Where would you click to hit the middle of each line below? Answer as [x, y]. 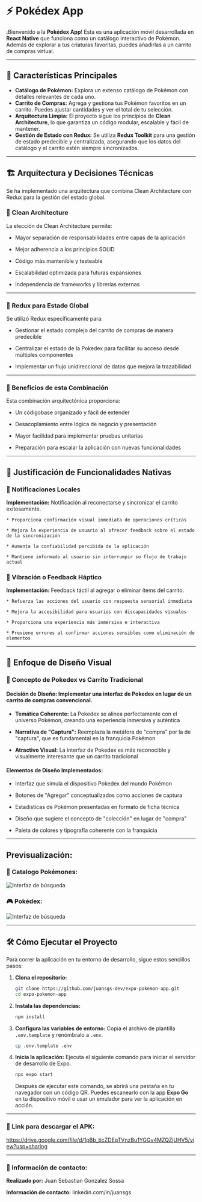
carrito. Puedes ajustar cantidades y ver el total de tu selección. [94, 109]
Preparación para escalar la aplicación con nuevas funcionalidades [98, 448]
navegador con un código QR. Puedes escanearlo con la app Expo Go [101, 1093]
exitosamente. [24, 509]
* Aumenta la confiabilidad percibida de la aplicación [78, 546]
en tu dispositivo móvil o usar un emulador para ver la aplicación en [99, 1099]
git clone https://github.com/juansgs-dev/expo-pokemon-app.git [97, 989]
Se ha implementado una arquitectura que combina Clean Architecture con [99, 190]
